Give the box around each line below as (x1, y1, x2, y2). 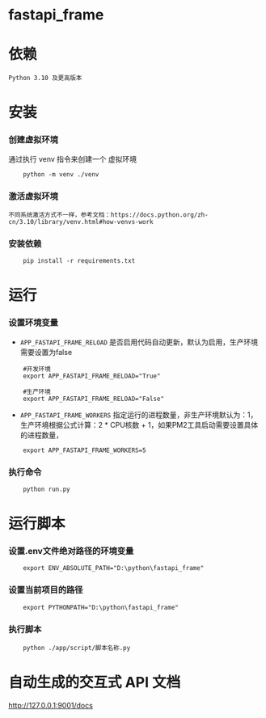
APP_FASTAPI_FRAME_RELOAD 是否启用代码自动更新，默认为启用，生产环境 (19, 337, 259, 347)
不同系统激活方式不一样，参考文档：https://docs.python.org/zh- (8, 210, 209, 219)
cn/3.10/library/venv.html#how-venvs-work (8, 218, 154, 226)
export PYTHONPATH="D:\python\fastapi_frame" (23, 603, 179, 611)
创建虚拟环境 (8, 134, 59, 146)
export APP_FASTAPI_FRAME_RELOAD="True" (23, 372, 161, 380)
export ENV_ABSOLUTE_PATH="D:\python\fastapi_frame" (23, 564, 205, 572)
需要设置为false (19, 347, 73, 357)
